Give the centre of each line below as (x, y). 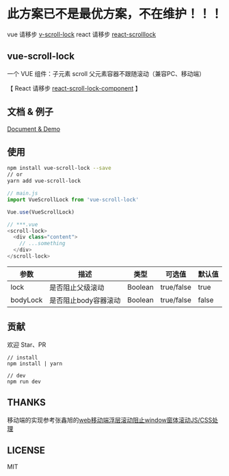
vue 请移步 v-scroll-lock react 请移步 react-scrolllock (82, 34)
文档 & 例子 (30, 112)
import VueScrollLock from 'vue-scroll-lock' (73, 199)
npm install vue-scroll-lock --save (59, 168)
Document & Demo (33, 129)
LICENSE (26, 450)
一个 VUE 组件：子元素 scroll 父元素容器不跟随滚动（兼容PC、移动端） (106, 73)
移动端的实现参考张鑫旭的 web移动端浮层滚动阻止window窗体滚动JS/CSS (110, 420)
